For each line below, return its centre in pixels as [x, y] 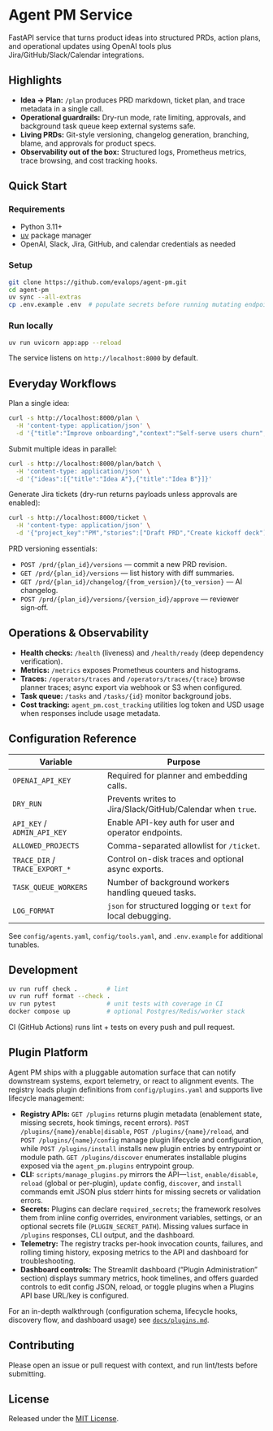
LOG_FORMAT [33, 910]
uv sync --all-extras [45, 297]
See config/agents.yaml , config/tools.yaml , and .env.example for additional [136, 936]
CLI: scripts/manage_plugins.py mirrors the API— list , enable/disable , [139, 1174]
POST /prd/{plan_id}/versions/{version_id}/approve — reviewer [130, 599]
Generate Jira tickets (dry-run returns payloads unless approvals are [123, 495]
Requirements [37, 209]
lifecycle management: [46, 1098]
